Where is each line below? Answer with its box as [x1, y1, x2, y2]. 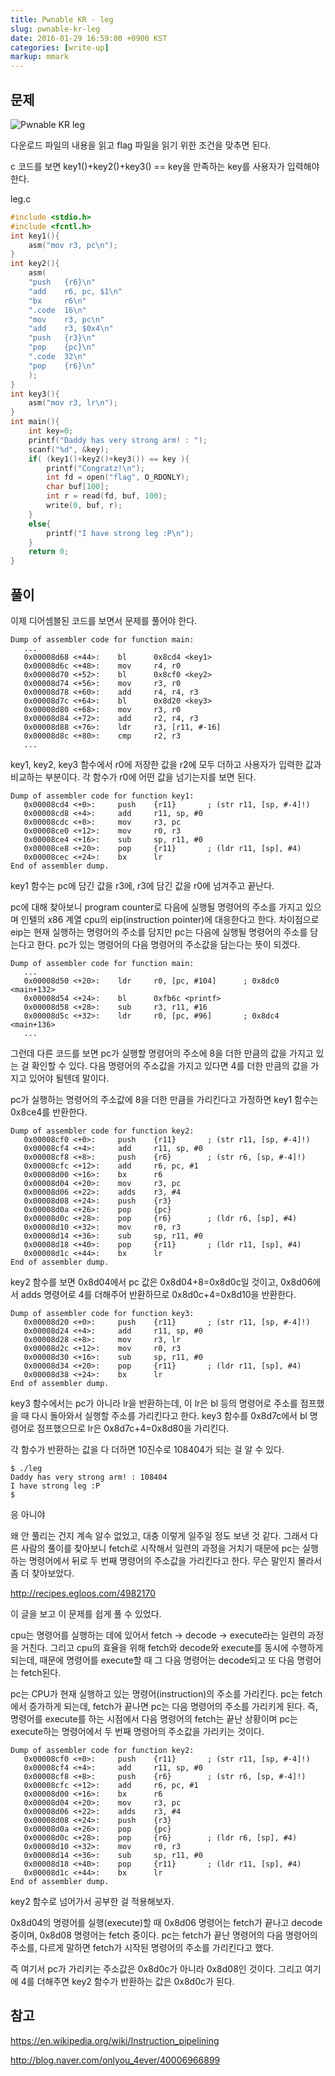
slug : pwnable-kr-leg [10, 24, 101, 34]
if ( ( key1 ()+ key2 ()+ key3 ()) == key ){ [28, 454, 190, 464]
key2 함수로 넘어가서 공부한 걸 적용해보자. [10, 1896, 175, 1907]
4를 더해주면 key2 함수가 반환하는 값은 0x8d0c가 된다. [20, 1976, 235, 1987]
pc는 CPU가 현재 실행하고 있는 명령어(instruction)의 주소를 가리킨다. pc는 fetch [10, 1688, 323, 1700]
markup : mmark [10, 52, 70, 62]
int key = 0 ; [28, 426, 74, 436]
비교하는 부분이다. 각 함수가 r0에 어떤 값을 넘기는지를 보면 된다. [10, 771, 257, 783]
